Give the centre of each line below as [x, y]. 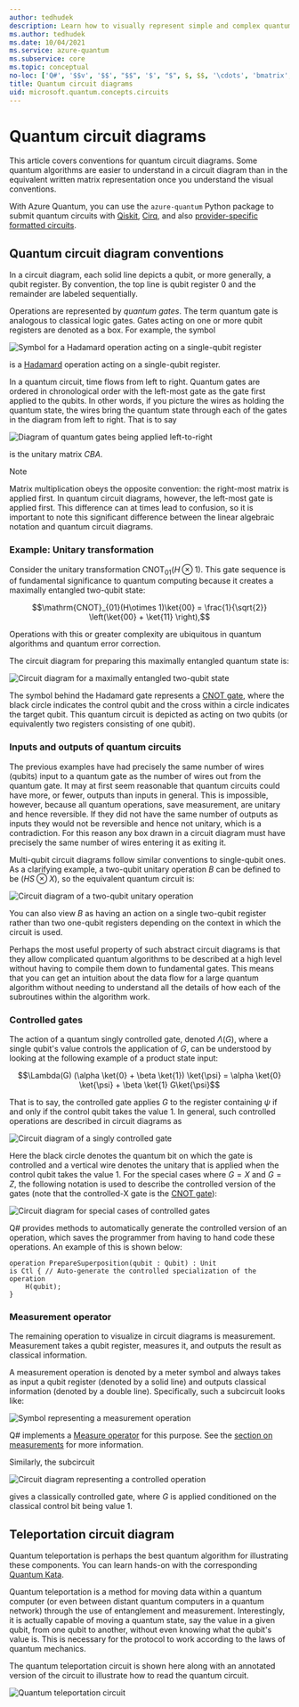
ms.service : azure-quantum [59, 51]
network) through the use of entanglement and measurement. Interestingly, [147, 1611]
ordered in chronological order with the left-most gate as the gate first [137, 391]
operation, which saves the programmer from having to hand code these [142, 1237]
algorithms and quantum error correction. [85, 644]
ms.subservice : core [48, 59]
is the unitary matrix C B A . [56, 455]
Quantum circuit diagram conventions [117, 254]
